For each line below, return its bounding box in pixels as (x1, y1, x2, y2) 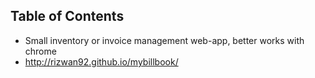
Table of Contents (10, 8, 125, 25)
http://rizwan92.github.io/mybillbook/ (24, 55, 179, 68)
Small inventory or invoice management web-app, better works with (24, 34, 305, 46)
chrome (24, 45, 57, 57)
